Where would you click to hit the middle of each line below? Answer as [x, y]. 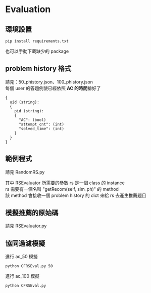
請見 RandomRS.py [25, 172]
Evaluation [28, 9]
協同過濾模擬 [25, 243]
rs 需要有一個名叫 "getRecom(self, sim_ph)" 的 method [62, 189]
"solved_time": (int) [41, 129]
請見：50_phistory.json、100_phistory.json [49, 81]
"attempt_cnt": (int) [41, 124]
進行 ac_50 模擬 [21, 257]
